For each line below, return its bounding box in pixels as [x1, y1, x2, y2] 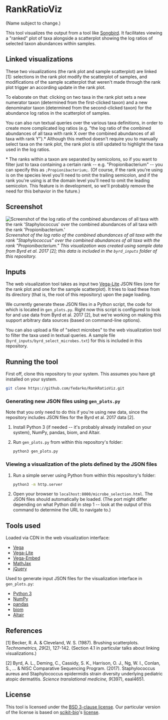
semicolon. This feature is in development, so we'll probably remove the [5, 183, 154, 189]
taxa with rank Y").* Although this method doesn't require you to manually [5, 135, 158, 141]
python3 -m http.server [12, 482, 63, 487]
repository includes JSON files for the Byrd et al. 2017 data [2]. [5, 415, 135, 421]
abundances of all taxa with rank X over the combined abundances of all [5, 130, 155, 136]
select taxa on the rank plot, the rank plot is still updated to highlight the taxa [5, 141, 163, 147]
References [5, 626, 42, 635]
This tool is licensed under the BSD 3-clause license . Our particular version [5, 703, 160, 710]
